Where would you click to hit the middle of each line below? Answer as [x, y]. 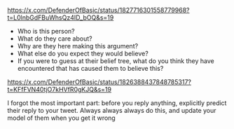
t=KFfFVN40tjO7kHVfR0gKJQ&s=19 [60, 89]
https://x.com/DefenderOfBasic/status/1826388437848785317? [99, 82]
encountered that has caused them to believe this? [90, 68]
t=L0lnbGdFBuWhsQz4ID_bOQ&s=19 [61, 18]
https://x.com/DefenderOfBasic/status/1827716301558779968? [98, 10]
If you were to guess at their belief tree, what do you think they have [116, 61]
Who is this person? [46, 31]
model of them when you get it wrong [61, 118]
